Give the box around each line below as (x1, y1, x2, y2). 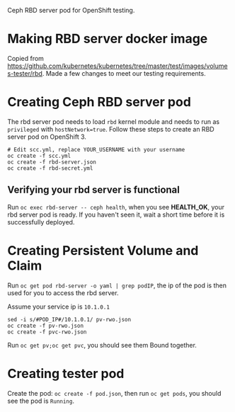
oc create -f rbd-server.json (7, 159, 97, 166)
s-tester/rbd (7, 69, 42, 77)
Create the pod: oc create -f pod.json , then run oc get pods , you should (7, 389, 222, 397)
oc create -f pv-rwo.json (7, 322, 84, 329)
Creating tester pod (7, 365, 125, 382)
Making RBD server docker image (7, 31, 208, 47)
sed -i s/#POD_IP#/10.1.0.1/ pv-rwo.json (7, 316, 132, 323)
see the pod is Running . (7, 396, 74, 405)
